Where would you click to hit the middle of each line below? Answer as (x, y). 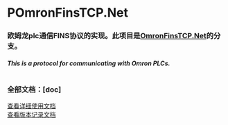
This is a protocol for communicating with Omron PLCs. (89, 63)
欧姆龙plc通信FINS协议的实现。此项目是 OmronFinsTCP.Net (107, 36)
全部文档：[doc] (34, 90)
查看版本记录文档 (32, 115)
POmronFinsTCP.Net (68, 13)
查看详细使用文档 (32, 106)
